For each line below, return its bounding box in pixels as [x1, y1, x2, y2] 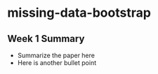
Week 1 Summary [7, 33, 85, 45]
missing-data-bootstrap [7, 5, 151, 21]
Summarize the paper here [17, 51, 95, 59]
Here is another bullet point [17, 59, 97, 67]
